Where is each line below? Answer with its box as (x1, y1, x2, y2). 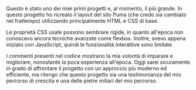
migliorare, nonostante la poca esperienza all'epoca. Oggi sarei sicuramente (6, 58, 191, 65)
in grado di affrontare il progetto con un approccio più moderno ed (6, 65, 167, 72)
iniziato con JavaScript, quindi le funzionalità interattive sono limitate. (6, 41, 174, 48)
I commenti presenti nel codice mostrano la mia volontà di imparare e (6, 53, 173, 59)
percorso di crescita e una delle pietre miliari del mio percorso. (6, 77, 157, 84)
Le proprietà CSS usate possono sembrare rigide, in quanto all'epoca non (6, 29, 184, 36)
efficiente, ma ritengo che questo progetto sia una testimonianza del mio (6, 71, 182, 78)
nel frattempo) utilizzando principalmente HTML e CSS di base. (6, 18, 159, 24)
